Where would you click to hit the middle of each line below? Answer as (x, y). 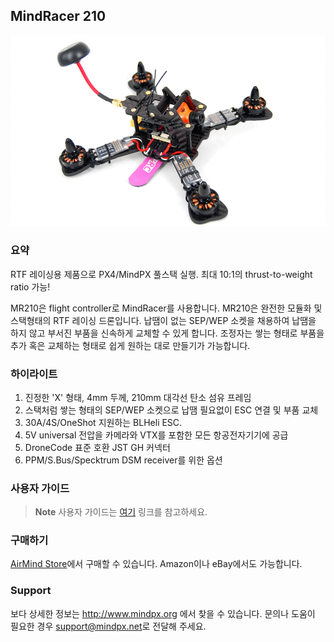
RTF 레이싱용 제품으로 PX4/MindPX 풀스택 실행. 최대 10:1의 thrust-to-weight (161, 274)
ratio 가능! (30, 286)
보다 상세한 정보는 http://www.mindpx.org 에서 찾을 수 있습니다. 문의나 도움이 (163, 613)
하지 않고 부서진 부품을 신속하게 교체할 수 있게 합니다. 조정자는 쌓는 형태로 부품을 (167, 333)
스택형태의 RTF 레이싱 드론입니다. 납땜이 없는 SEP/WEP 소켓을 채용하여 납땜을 (163, 320)
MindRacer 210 (58, 16)
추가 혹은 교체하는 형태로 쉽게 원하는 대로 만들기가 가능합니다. (130, 345)
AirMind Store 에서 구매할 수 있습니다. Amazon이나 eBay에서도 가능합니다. (156, 564)
